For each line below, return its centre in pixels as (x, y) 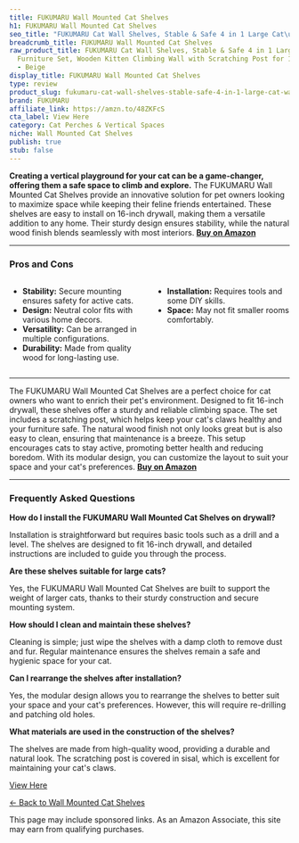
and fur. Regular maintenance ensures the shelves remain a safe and (135, 651)
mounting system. (42, 607)
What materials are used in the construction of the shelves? (122, 731)
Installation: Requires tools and (225, 291)
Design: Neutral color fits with (77, 310)
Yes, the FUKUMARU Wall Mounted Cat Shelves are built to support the (140, 589)
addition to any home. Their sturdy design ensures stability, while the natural (149, 223)
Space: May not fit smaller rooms (228, 310)
